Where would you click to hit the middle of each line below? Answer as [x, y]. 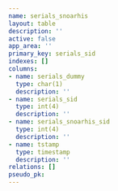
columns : [23, 69]
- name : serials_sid [43, 99]
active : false [32, 39]
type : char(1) [39, 84]
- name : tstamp [34, 144]
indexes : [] [28, 62]
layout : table [32, 24]
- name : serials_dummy [46, 76]
